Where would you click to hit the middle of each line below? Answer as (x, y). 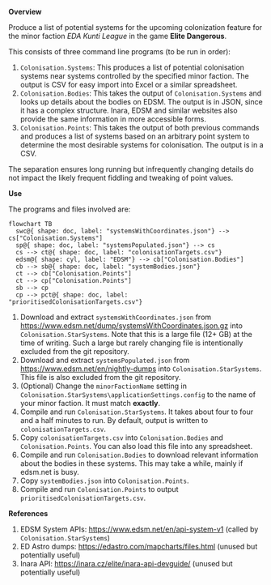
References (28, 513)
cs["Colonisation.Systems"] (56, 238)
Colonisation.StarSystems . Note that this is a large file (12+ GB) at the (136, 334)
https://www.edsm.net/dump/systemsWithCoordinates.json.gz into (131, 326)
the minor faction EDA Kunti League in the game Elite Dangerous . (118, 36)
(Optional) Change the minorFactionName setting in (104, 386)
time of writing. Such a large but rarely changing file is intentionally (131, 343)
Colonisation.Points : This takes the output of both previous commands (140, 128)
